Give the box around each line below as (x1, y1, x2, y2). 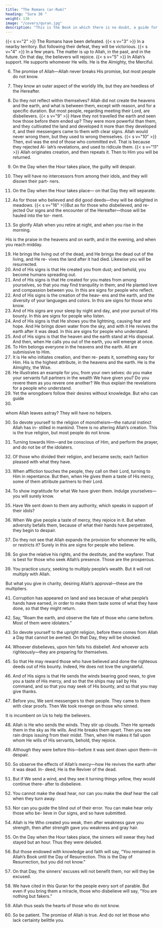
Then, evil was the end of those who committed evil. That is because (12, 139, 150, 145)
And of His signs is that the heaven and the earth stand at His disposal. (12, 333, 155, 340)
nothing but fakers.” (12, 894, 52, 899)
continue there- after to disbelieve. (12, 781, 82, 787)
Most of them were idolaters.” (12, 620, 72, 626)
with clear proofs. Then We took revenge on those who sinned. (12, 703, 139, 709)
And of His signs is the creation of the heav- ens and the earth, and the (12, 292, 155, 298)
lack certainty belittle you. (12, 917, 65, 923)
